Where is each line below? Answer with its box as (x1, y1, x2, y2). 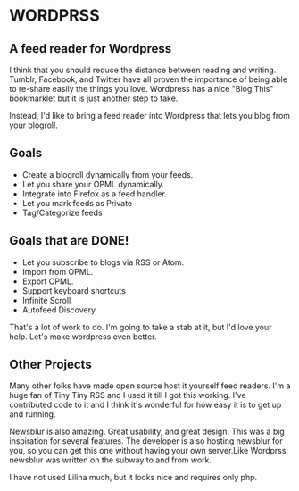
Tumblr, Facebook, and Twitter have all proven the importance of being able (9, 74, 288, 85)
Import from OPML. (21, 266, 94, 277)
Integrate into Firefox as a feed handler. (21, 188, 167, 199)
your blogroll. (9, 120, 58, 130)
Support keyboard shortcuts (21, 285, 127, 295)
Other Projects (9, 357, 92, 372)
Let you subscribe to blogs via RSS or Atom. (21, 256, 185, 268)
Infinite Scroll (21, 295, 71, 305)
